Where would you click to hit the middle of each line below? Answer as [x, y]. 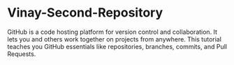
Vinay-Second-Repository [85, 13]
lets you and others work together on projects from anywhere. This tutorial [115, 39]
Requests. [22, 54]
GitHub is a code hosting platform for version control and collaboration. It [112, 32]
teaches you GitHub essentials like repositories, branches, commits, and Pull [117, 46]
